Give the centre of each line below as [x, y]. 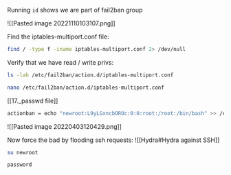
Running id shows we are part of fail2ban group [75, 10]
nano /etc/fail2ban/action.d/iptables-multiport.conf [86, 87]
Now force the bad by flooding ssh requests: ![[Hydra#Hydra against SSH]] [113, 140]
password [20, 165]
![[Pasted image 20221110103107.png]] [61, 23]
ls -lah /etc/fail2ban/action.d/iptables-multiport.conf [90, 75]
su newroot [23, 152]
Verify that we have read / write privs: [60, 62]
